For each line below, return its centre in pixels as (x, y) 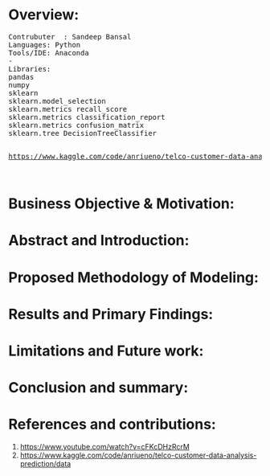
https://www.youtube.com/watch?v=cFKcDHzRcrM (105, 447)
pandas (21, 77)
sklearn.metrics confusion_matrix (76, 125)
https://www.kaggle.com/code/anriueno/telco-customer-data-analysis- (138, 455)
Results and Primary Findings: (111, 314)
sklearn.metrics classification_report (87, 117)
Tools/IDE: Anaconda (49, 53)
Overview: (44, 15)
